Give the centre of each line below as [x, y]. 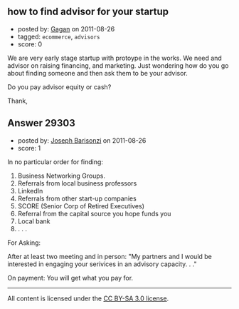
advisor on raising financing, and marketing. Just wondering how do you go [118, 65]
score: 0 [30, 44]
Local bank [34, 221]
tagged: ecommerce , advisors [59, 36]
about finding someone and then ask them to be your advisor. [98, 73]
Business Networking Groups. [61, 176]
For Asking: [24, 243]
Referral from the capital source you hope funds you [94, 213]
